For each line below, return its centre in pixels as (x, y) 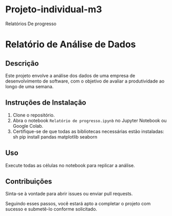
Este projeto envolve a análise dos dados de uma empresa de (70, 75)
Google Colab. (28, 126)
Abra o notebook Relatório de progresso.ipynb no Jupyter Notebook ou (90, 120)
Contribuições (29, 181)
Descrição (22, 63)
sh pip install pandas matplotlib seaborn (55, 136)
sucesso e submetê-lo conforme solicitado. (51, 209)
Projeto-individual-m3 (54, 9)
